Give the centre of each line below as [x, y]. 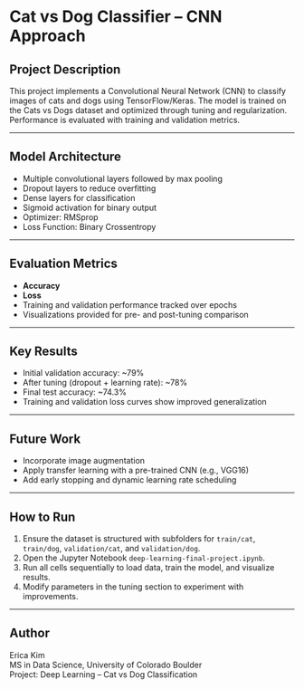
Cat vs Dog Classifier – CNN [116, 17]
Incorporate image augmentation [84, 461]
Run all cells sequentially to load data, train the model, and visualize [148, 568]
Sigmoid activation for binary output [89, 207]
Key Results [44, 352]
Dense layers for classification [79, 197]
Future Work [45, 439]
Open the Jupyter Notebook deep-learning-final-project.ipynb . [143, 558]
